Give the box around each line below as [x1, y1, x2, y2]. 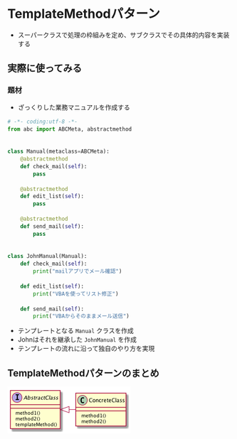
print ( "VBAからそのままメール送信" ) [33, 313, 130, 320]
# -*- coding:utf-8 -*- [7, 118, 78, 125]
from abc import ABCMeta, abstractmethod [7, 125, 132, 133]
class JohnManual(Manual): [7, 253, 88, 260]
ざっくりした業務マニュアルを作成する [17, 103, 130, 112]
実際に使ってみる [7, 63, 82, 75]
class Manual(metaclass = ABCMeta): [7, 148, 110, 156]
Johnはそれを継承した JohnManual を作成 [17, 335, 137, 344]
